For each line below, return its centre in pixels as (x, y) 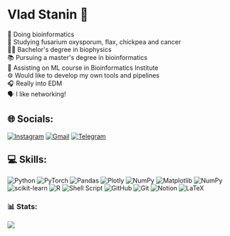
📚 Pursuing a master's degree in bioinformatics (78, 57)
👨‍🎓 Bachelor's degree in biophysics (59, 49)
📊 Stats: (22, 207)
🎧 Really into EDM (35, 83)
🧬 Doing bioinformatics (41, 34)
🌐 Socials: (31, 119)
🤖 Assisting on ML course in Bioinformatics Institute (83, 68)
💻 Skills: (27, 160)
